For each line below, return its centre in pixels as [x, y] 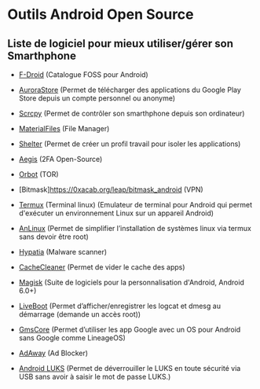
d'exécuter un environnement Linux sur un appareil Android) [116, 213]
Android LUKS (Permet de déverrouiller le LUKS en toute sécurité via [130, 368]
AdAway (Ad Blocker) [53, 353]
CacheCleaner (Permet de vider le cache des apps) [102, 267]
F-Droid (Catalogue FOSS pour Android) [83, 75]
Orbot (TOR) [39, 174]
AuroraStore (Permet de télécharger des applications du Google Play [130, 90]
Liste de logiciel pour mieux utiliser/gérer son [120, 44]
